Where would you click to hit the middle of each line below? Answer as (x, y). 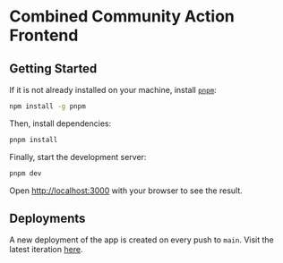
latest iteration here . (46, 250)
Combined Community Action (122, 17)
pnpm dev (26, 173)
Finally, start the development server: (78, 157)
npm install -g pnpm (48, 106)
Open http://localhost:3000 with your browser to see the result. (126, 191)
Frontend (44, 35)
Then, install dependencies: (60, 123)
